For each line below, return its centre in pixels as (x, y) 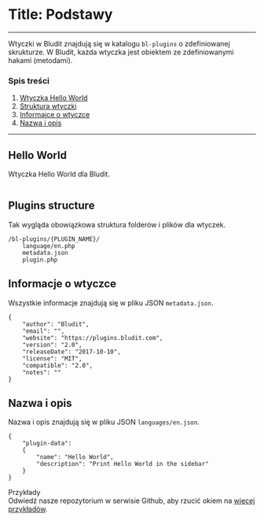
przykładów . (28, 509)
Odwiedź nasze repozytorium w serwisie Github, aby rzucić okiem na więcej (132, 501)
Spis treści (29, 80)
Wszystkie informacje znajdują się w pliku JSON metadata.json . (111, 303)
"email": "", (44, 331)
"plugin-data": (47, 443)
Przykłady (24, 493)
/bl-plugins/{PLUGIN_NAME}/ (54, 239)
